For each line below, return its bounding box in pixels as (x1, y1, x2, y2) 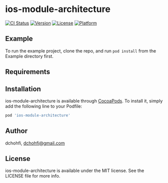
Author (5, 126, 28, 135)
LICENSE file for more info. (5, 173, 61, 179)
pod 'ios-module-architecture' (5, 112, 71, 118)
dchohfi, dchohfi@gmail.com (5, 140, 65, 146)
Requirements (5, 67, 50, 76)
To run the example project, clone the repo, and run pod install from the (5, 47, 156, 53)
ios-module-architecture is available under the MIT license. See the (5, 167, 144, 173)
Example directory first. (5, 53, 54, 59)
